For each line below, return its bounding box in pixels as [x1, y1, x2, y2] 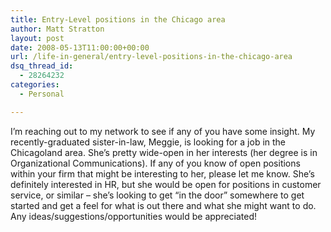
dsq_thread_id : [10, 61, 74, 71]
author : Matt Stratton [10, 24, 105, 34]
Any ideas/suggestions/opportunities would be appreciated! [10, 210, 258, 222]
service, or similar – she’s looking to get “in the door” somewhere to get [10, 189, 305, 201]
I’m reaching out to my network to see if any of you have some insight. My [10, 125, 316, 137]
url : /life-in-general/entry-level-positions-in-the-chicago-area [10, 52, 293, 62]
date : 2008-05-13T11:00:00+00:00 [10, 42, 150, 53]
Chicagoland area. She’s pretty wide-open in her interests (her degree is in [10, 146, 318, 158]
